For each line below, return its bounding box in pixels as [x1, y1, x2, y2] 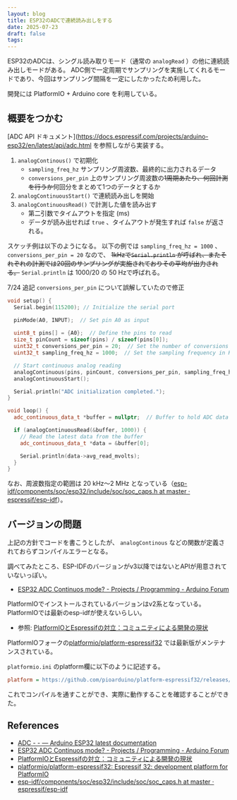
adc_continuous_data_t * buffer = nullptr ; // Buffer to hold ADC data [13, 414, 229, 421]
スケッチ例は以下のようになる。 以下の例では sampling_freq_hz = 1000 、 [7, 241, 221, 250]
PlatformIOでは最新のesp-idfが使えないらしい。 [7, 609, 146, 617]
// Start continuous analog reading [13, 362, 121, 369]
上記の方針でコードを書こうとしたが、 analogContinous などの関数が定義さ [7, 538, 225, 547]
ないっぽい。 [13, 571, 51, 580]
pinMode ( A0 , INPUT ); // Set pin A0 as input [13, 316, 150, 323]
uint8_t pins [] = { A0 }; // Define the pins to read [13, 330, 172, 337]
